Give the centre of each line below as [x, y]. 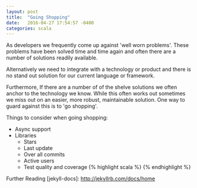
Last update [38, 148]
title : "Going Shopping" [38, 17]
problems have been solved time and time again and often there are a [91, 52]
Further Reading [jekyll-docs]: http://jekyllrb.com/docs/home [81, 178]
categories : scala [29, 28]
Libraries [26, 136]
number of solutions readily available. [52, 58]
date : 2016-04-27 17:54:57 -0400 [50, 23]
